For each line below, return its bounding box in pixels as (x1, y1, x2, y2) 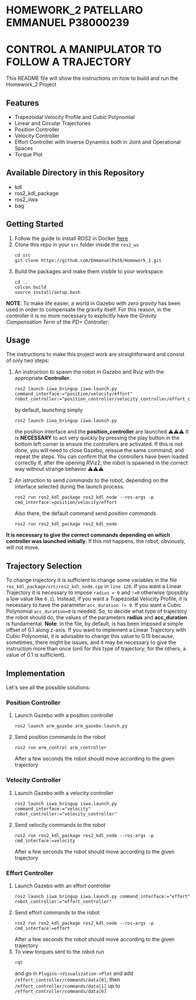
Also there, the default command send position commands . (14, 510, 158, 517)
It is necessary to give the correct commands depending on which (6, 531, 171, 538)
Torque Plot (14, 151, 43, 158)
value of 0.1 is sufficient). (6, 652, 66, 659)
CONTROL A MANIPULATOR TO (6, 43, 162, 56)
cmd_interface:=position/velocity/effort (14, 500, 117, 506)
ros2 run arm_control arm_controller (14, 745, 107, 751)
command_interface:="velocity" (14, 806, 91, 812)
